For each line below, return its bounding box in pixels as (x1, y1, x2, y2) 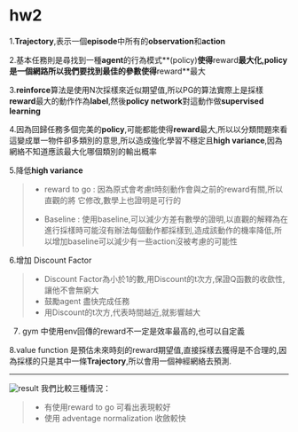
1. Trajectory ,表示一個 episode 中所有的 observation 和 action (9, 35, 226, 46)
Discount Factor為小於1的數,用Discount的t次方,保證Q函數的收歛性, (43, 273, 286, 284)
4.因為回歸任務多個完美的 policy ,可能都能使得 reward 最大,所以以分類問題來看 (9, 123, 288, 134)
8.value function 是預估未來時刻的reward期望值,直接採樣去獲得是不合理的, (9, 344, 279, 355)
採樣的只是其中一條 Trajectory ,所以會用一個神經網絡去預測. (16, 356, 232, 366)
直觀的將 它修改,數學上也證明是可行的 (43, 194, 182, 205)
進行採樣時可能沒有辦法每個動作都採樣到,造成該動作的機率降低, (43, 224, 275, 235)
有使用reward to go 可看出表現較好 (43, 401, 171, 412)
